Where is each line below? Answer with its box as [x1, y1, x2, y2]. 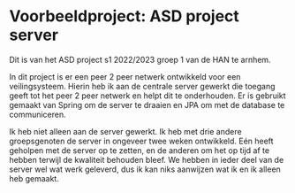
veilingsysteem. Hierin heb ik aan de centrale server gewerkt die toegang [9, 81, 276, 91]
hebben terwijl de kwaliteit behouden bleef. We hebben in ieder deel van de [9, 154, 284, 165]
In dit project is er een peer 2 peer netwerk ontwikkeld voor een [9, 71, 241, 81]
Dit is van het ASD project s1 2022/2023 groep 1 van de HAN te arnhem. [9, 54, 271, 65]
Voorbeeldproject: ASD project [9, 6, 240, 27]
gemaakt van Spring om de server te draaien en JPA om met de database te [9, 99, 285, 110]
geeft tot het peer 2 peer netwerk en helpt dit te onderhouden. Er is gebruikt [9, 90, 286, 101]
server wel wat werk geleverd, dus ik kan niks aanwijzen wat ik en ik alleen [9, 164, 281, 174]
